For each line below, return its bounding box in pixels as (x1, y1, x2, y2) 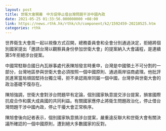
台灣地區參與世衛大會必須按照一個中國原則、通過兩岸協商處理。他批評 (18, 69, 161, 75)
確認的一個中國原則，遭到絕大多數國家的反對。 (13, 121, 109, 127)
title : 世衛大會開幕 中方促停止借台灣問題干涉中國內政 (5, 12, 105, 17)
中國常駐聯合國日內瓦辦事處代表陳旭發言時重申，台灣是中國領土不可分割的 (5, 63, 157, 69)
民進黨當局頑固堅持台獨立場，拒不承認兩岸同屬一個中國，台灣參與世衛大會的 (5, 75, 161, 81)
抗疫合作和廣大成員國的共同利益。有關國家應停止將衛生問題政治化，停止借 (5, 98, 157, 104)
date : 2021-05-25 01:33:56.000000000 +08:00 (5, 16, 98, 21)
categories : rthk (5, 26, 41, 31)
